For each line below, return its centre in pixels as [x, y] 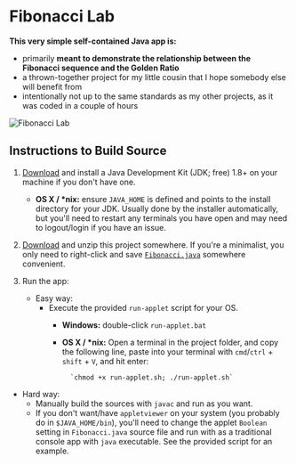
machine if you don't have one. [79, 182]
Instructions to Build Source [88, 151]
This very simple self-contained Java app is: [93, 41]
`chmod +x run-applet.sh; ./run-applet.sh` [152, 377]
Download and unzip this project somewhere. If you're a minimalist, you [153, 245]
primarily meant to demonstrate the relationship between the [136, 58]
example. [52, 451]
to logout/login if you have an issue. [101, 227]
